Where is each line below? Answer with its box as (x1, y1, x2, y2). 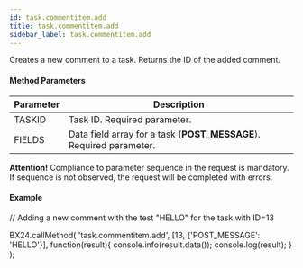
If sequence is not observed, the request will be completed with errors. (9, 172, 273, 183)
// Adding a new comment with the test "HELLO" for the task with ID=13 (9, 212, 275, 223)
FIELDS (14, 133, 45, 146)
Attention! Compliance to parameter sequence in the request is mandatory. (9, 162, 289, 173)
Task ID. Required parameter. (68, 113, 192, 126)
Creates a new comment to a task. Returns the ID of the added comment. (9, 55, 281, 66)
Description (152, 98, 205, 111)
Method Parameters (9, 75, 86, 85)
